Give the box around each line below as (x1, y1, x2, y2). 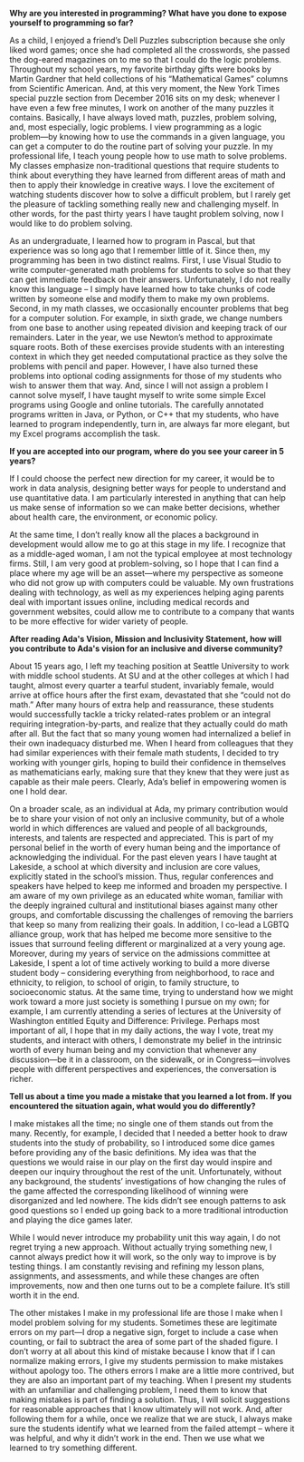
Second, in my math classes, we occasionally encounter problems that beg (9, 303, 290, 314)
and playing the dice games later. (9, 1214, 133, 1225)
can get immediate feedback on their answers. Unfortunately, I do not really (9, 274, 291, 285)
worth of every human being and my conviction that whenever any (9, 1045, 258, 1055)
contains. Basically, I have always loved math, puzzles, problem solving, (9, 112, 278, 122)
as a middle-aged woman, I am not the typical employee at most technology (9, 549, 292, 559)
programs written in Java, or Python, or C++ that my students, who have (9, 409, 280, 420)
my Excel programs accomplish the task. (9, 428, 161, 439)
